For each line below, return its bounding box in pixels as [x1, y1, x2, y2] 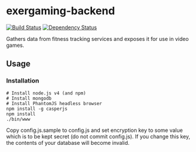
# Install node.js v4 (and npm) [6, 90, 86, 96]
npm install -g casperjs [6, 106, 68, 112]
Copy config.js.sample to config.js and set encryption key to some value [6, 126, 183, 134]
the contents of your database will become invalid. [6, 139, 129, 146]
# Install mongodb [6, 95, 52, 102]
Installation [6, 77, 40, 85]
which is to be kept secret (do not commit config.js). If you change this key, [6, 132, 191, 140]
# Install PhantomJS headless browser [6, 100, 102, 106]
